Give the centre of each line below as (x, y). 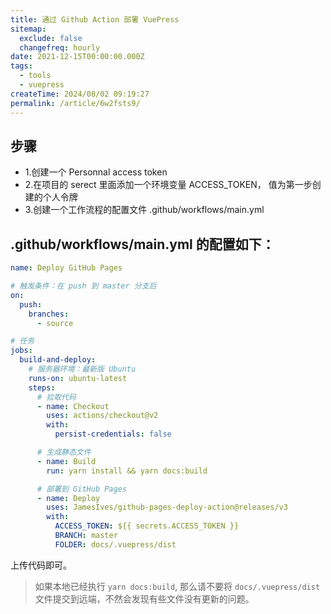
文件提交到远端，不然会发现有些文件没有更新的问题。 (144, 598)
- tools (35, 76)
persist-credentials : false (113, 434)
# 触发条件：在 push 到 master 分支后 (83, 286)
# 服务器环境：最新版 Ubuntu (82, 369)
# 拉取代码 (56, 397)
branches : (49, 314)
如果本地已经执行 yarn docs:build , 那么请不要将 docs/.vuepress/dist (177, 586)
